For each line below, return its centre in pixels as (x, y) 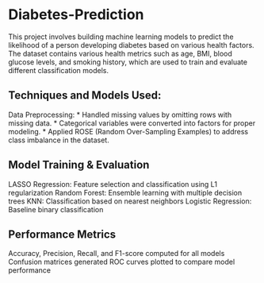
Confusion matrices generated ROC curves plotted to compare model (122, 262)
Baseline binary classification (56, 209)
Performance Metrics (62, 234)
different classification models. (59, 70)
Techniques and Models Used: (85, 96)
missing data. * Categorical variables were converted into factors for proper (132, 123)
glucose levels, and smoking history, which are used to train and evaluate (128, 62)
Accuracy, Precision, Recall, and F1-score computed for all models (117, 254)
